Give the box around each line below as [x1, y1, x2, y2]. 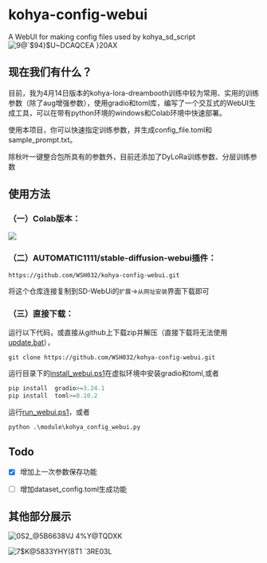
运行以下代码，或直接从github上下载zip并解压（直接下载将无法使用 [8, 328, 228, 338]
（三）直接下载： [8, 308, 74, 319]
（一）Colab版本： [8, 213, 81, 225]
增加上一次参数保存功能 [19, 467, 97, 477]
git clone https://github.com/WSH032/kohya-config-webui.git [8, 354, 216, 362]
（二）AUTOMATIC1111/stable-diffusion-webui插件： [8, 252, 217, 264]
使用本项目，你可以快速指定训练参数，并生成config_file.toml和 [8, 125, 213, 135]
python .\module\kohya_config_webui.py [8, 423, 141, 431]
